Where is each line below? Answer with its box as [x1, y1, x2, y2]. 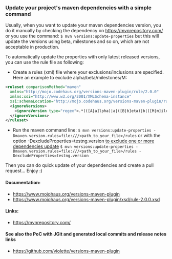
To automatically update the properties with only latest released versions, [5, 54, 160, 60]
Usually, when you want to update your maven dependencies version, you [5, 22, 161, 28]
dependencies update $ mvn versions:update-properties [12, 143, 134, 149]
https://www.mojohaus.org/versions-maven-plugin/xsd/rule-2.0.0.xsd [12, 196, 160, 202]
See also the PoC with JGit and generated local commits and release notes [5, 231, 167, 237]
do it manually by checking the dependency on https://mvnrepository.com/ [5, 28, 163, 34]
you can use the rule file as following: [5, 59, 84, 66]
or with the [138, 133, 161, 139]
